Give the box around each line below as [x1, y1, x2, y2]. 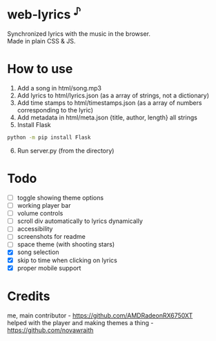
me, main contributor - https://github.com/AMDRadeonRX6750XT [7, 311, 193, 320]
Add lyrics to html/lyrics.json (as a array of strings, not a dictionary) [17, 91, 209, 100]
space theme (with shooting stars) [17, 240, 115, 249]
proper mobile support [17, 264, 81, 272]
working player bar [17, 202, 71, 210]
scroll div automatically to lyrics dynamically [17, 217, 144, 225]
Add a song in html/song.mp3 [17, 84, 102, 92]
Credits [7, 288, 50, 304]
